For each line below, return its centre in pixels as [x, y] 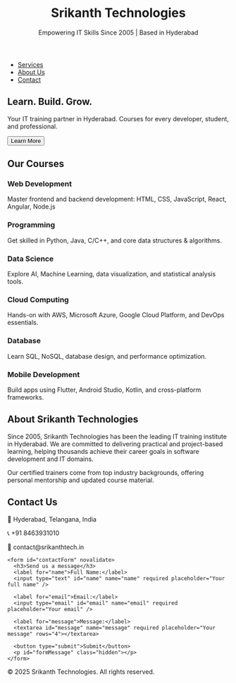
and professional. [32, 126]
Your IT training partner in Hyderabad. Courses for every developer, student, [118, 118]
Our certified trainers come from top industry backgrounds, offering [106, 472]
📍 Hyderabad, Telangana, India [52, 519]
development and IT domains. [50, 459]
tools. [15, 282]
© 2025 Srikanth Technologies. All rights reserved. [81, 672]
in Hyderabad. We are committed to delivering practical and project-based [115, 444]
